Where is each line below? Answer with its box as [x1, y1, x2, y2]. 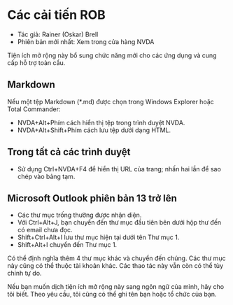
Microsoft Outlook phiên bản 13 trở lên [7, 192, 177, 204]
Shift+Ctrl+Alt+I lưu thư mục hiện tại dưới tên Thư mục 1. [17, 233, 180, 241]
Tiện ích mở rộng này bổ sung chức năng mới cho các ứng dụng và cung [7, 51, 217, 59]
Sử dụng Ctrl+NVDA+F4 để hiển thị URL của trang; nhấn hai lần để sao [17, 164, 222, 173]
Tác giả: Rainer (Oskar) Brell [17, 30, 99, 38]
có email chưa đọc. [17, 226, 73, 234]
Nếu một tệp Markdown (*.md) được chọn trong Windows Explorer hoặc [7, 97, 215, 106]
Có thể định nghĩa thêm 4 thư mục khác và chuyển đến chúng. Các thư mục [7, 254, 226, 262]
